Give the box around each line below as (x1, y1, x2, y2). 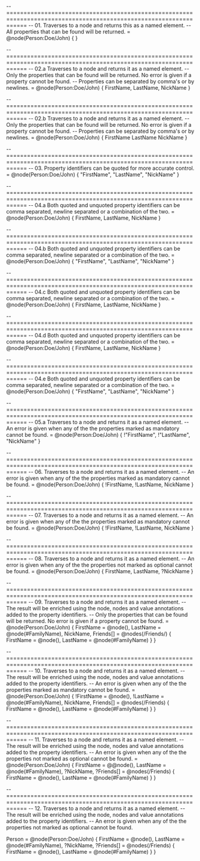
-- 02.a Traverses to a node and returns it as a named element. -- (28, 65, 190, 72)
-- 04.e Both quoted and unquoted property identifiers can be (28, 375, 180, 382)
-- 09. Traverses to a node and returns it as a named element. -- (28, 598, 187, 606)
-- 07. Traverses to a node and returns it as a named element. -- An (28, 512, 194, 519)
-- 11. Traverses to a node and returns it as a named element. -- (28, 736, 184, 743)
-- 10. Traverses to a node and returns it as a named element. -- (28, 667, 186, 674)
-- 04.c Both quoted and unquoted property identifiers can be (28, 288, 180, 296)
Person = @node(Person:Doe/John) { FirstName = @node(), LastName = (6, 835, 185, 842)
